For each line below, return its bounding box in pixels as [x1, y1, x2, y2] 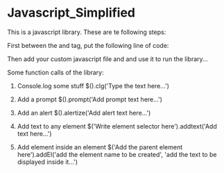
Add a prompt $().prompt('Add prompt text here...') [17, 95, 163, 104]
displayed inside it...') [17, 158, 78, 166]
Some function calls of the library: [7, 68, 104, 76]
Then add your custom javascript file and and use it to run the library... [7, 54, 208, 63]
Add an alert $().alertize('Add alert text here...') [17, 108, 151, 117]
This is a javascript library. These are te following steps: [7, 28, 166, 36]
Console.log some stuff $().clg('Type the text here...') [17, 81, 170, 90]
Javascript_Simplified [7, 5, 136, 21]
